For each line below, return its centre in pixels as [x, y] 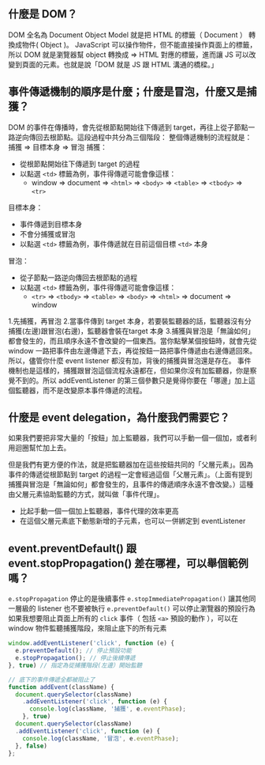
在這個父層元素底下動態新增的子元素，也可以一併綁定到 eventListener [132, 521]
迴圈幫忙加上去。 [43, 448]
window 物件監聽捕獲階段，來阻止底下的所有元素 [88, 628]
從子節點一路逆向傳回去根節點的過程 [78, 277]
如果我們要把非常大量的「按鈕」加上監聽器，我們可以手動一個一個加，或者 [129, 438]
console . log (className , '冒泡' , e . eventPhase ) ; [101, 738]
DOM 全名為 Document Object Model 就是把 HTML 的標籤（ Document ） [127, 35]
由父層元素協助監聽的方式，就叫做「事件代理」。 [86, 494]
